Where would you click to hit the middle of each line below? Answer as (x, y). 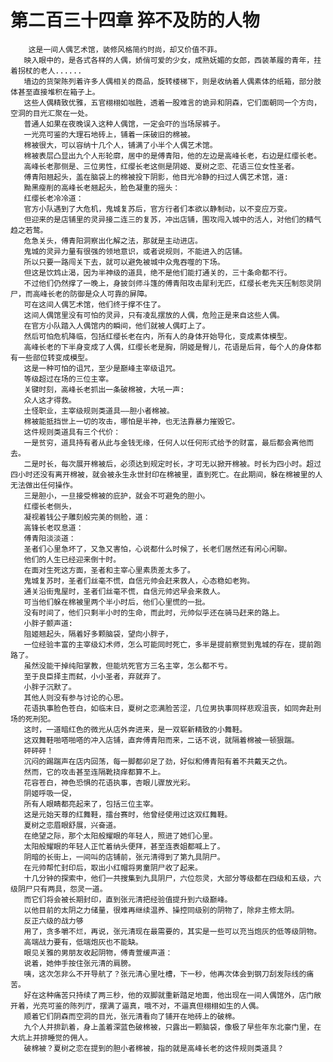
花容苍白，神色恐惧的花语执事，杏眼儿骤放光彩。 (109, 782)
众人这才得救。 (50, 400)
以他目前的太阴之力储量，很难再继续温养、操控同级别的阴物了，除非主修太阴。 (161, 910)
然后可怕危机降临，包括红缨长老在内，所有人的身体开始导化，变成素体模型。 (157, 336)
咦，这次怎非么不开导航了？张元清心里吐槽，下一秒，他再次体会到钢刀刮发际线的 (165, 974)
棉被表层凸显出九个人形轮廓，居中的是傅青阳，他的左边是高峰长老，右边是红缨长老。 (172, 156)
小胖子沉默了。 (50, 687)
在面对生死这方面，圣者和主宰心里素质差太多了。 (109, 570)
